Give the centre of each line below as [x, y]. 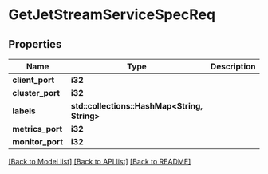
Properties [35, 44]
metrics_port [37, 129]
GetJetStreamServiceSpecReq [112, 15]
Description [233, 67]
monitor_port [38, 142]
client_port [33, 80]
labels [24, 111]
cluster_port [36, 93]
